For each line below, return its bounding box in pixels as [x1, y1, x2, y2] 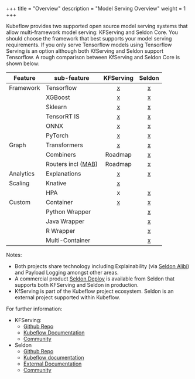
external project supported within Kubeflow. [14, 294, 121, 301]
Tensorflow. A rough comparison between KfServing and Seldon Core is [6, 54, 180, 60]
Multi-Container [46, 236, 91, 244]
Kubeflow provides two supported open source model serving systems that [6, 23, 188, 29]
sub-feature [54, 74, 90, 82]
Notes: [6, 252, 22, 258]
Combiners [46, 151, 76, 158]
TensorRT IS [46, 113, 80, 120]
